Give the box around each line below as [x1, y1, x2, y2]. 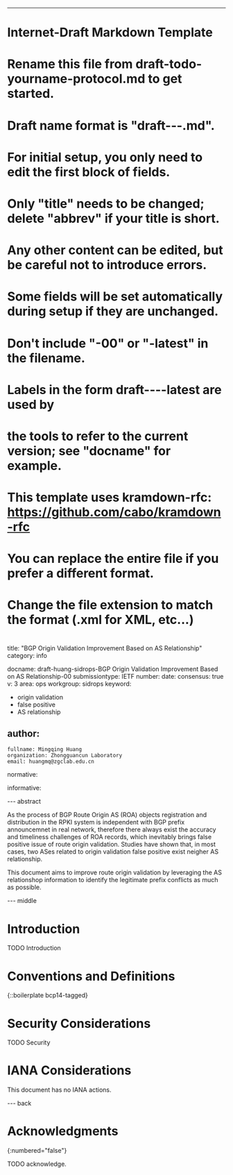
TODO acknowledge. [7, 1160, 67, 1168]
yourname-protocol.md [7, 71, 146, 87]
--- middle [7, 897, 37, 905]
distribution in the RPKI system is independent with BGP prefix [7, 818, 185, 827]
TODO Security [7, 1038, 51, 1047]
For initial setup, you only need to [7, 149, 203, 165]
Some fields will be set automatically [7, 289, 223, 305]
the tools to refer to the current [7, 428, 189, 444]
